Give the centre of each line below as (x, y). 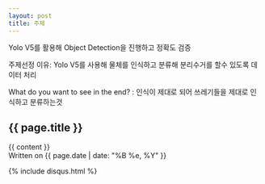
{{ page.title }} (46, 127)
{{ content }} (29, 147)
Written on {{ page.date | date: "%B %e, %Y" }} (88, 156)
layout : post (30, 16)
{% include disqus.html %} (53, 171)
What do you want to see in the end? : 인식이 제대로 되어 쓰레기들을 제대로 (128, 92)
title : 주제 (27, 23)
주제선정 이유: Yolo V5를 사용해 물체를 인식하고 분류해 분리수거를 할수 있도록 (129, 65)
